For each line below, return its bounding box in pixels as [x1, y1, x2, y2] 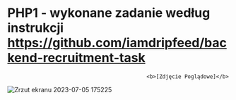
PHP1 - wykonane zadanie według [7, 5, 211, 21]
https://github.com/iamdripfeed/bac [7, 35, 228, 51]
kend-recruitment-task [7, 50, 146, 66]
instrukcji [7, 20, 64, 36]
